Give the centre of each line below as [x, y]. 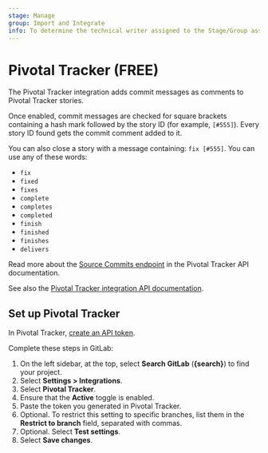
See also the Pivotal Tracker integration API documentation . [106, 288]
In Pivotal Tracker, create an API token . [72, 333]
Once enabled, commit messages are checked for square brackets [118, 116]
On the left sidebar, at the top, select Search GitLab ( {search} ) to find [134, 364]
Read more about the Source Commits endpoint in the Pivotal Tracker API [129, 264]
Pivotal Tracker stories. [46, 101]
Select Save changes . [56, 440]
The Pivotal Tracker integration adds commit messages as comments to [126, 92]
